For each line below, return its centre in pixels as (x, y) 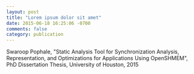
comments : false (27, 29)
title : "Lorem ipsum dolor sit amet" (54, 18)
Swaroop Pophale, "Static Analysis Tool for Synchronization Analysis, (93, 52)
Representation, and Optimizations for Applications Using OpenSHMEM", (97, 58)
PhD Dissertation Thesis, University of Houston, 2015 (72, 65)
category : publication (35, 35)
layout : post (23, 12)
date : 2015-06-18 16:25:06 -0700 (48, 23)
